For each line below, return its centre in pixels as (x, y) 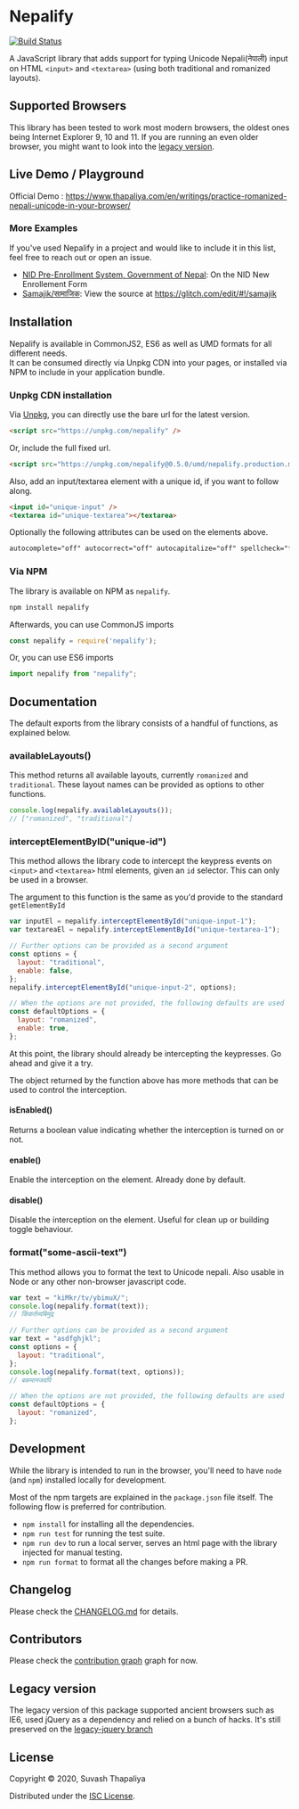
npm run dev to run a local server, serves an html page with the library (149, 1542)
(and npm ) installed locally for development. (88, 1480)
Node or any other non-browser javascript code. (98, 1281)
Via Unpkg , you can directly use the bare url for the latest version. (130, 414)
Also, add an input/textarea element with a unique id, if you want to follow (144, 481)
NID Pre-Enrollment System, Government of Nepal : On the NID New (145, 275)
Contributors (46, 1639)
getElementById (37, 906)
